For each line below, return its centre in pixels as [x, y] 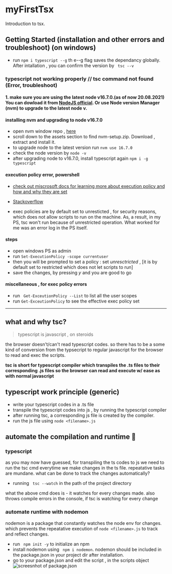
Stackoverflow [28, 201]
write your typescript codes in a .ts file [53, 404]
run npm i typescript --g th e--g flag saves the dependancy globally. [87, 60]
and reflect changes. [27, 534]
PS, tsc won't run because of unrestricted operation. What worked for [86, 222]
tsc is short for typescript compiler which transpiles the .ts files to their [83, 365]
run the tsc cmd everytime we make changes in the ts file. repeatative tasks [85, 468]
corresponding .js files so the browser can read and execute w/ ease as [83, 370]
